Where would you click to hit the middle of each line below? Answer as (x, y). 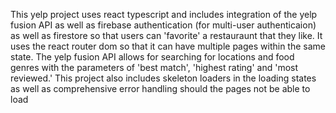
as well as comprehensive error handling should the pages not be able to (160, 88)
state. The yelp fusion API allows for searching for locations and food (152, 57)
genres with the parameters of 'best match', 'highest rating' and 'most (154, 67)
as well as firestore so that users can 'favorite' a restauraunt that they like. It (166, 35)
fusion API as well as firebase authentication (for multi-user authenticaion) (163, 25)
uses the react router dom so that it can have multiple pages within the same (168, 46)
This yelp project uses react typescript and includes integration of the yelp (164, 14)
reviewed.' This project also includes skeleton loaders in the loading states (163, 78)
